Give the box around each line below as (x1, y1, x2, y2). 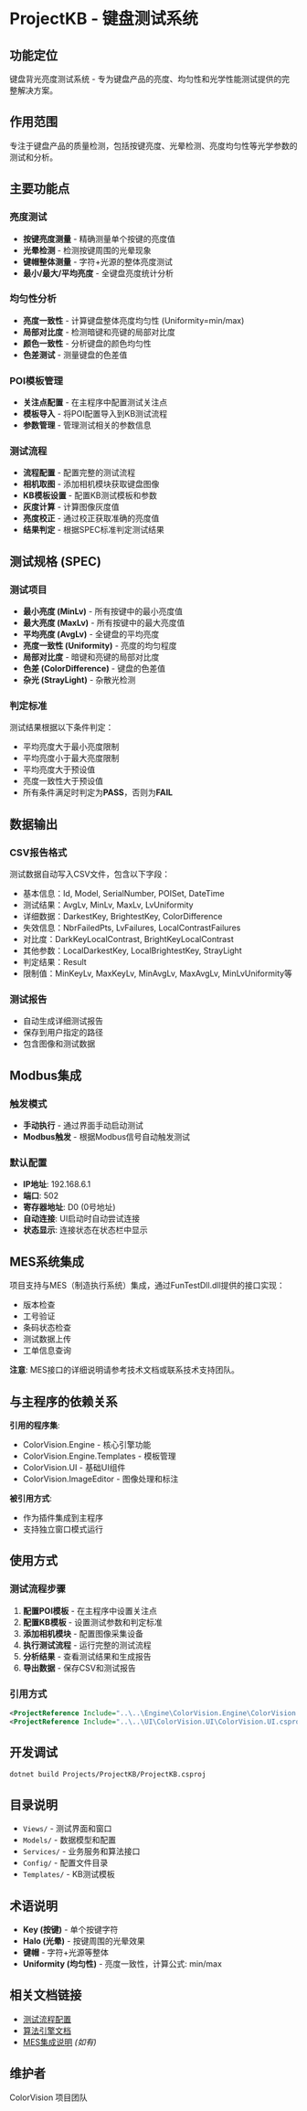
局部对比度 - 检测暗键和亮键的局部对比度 (22, 326, 176, 337)
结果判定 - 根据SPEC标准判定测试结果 (22, 525, 164, 536)
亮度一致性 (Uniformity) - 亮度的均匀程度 (22, 641, 177, 652)
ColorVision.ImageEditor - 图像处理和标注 (22, 1473, 179, 1484)
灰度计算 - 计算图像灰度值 (22, 502, 121, 513)
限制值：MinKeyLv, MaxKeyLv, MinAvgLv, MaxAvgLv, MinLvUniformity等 (22, 968, 292, 979)
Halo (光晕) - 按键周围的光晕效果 (22, 1936, 145, 1947)
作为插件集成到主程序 (22, 1512, 103, 1522)
